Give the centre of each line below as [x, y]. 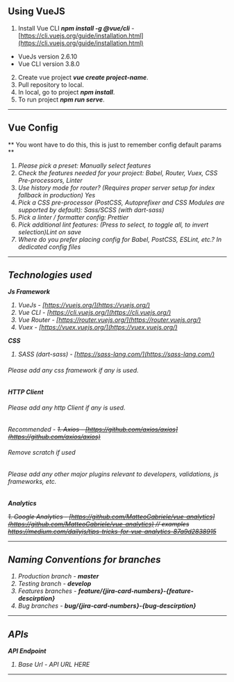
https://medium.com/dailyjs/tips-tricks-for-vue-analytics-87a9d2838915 [112, 531]
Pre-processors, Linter [50, 180]
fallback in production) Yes [57, 195]
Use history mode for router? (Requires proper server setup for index [116, 188]
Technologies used [50, 275]
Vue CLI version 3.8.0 [49, 64]
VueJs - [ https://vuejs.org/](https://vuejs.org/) [84, 305]
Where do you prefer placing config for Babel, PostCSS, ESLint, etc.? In [120, 239]
